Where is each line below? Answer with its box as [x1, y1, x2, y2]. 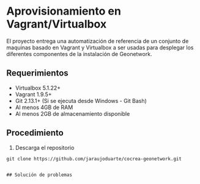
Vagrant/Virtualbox [6, 17, 107, 31]
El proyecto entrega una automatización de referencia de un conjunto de [6, 37, 189, 44]
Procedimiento [6, 128, 64, 138]
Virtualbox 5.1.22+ [15, 84, 61, 91]
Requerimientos [6, 68, 69, 79]
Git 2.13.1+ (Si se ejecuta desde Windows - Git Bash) [15, 97, 147, 104]
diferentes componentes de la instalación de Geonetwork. [6, 50, 152, 57]
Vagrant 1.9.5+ [15, 90, 52, 98]
